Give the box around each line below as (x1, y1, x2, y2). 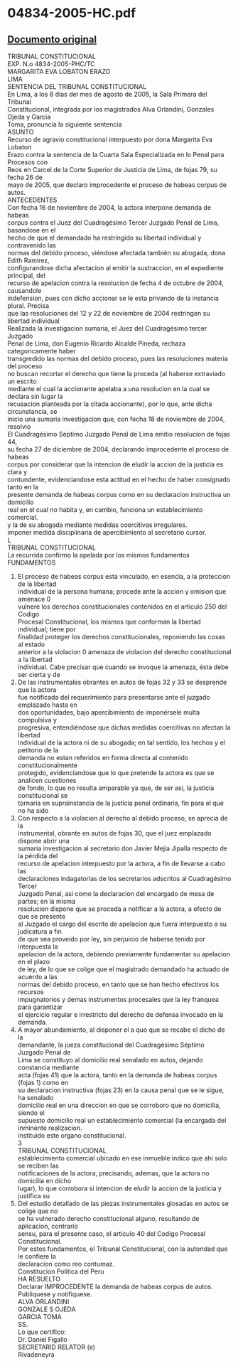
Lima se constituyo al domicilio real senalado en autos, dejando (17, 1056, 204, 1064)
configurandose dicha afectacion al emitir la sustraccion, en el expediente (7, 264, 224, 272)
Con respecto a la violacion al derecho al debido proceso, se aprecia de (17, 814, 229, 822)
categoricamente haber (7, 347, 76, 355)
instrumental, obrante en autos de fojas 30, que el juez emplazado (17, 829, 212, 837)
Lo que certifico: (17, 1328, 66, 1336)
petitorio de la (17, 746, 59, 754)
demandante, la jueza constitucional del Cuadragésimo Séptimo (17, 1040, 205, 1049)
